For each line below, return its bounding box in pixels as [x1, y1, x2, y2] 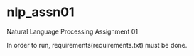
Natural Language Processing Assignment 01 [6, 27, 139, 36]
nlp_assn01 [6, 4, 75, 20]
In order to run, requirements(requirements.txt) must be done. [6, 41, 188, 49]
